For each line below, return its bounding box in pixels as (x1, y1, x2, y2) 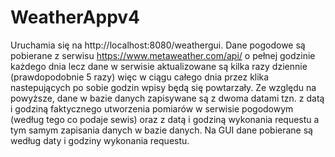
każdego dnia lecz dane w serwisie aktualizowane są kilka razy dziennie (10, 60, 308, 72)
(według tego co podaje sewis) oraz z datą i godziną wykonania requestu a (10, 113, 320, 125)
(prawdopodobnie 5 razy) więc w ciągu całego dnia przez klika (10, 71, 270, 83)
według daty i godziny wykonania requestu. (10, 134, 190, 146)
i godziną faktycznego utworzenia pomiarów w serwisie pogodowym (10, 102, 294, 115)
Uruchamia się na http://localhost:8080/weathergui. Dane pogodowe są (10, 39, 306, 51)
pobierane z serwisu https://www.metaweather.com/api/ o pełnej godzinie (10, 49, 316, 61)
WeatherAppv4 (10, 6, 141, 29)
